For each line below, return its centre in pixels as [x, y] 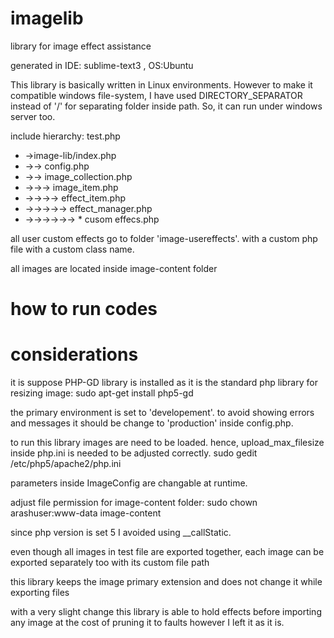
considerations [74, 354]
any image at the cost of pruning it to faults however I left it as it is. [147, 623]
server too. [33, 116]
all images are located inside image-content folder [114, 268]
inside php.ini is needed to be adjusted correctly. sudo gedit [134, 453]
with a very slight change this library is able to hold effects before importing [166, 612]
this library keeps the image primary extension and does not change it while [166, 582]
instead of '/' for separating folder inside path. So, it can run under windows [166, 106]
